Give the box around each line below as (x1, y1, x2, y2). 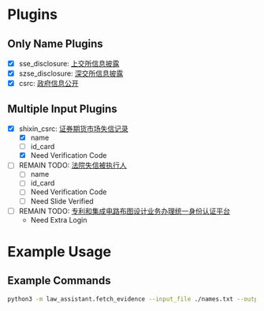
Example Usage (7, 242, 112, 260)
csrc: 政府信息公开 (18, 79, 80, 88)
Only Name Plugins (7, 37, 103, 51)
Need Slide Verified (30, 196, 94, 206)
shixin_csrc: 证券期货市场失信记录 (18, 124, 128, 133)
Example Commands (7, 274, 111, 287)
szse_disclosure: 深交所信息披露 (18, 69, 124, 78)
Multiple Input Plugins (7, 102, 117, 115)
